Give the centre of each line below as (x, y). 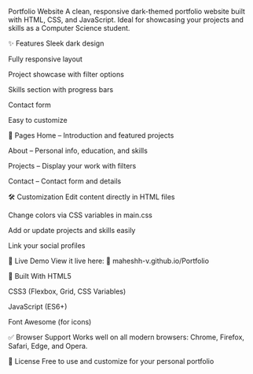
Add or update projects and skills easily (72, 230)
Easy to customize (38, 120)
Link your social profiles (47, 246)
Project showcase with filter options (66, 74)
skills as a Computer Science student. (69, 28)
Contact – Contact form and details (65, 181)
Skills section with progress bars (61, 89)
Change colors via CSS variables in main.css (81, 215)
